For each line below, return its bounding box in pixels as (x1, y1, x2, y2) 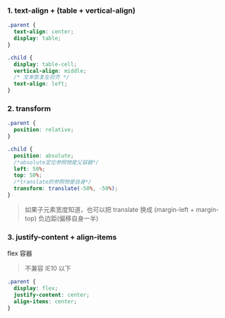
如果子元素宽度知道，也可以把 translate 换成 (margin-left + (24, 205, 195, 213)
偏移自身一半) (59, 214, 99, 223)
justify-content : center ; (13, 292, 90, 299)
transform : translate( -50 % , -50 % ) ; (13, 185, 118, 192)
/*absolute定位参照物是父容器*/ (13, 158, 99, 166)
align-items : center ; (13, 298, 78, 305)
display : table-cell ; (13, 61, 78, 68)
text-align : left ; (13, 81, 68, 88)
